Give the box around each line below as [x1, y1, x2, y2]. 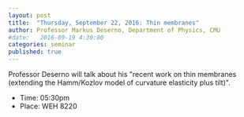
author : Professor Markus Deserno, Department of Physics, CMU [8, 26, 221, 34]
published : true [8, 48, 62, 56]
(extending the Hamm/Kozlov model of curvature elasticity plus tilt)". [8, 78, 231, 87]
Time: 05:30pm [19, 93, 70, 102]
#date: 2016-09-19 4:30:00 [8, 33, 104, 42]
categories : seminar [8, 41, 77, 49]
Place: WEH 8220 [19, 101, 77, 111]
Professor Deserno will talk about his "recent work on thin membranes [8, 70, 237, 79]
